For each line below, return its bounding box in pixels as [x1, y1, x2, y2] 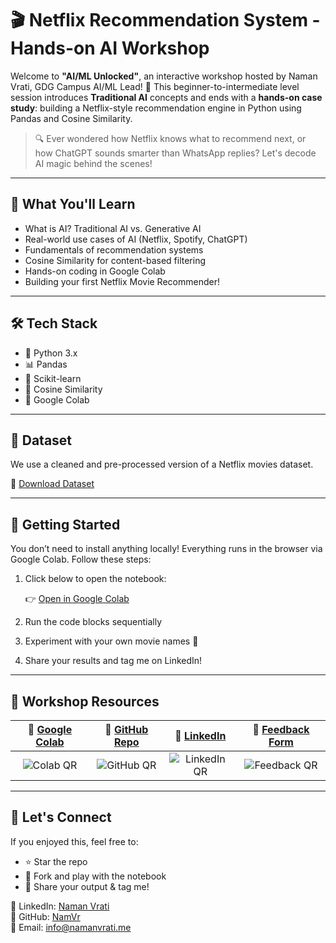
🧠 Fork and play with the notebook [24, 870, 167, 882]
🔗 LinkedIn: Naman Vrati [10, 900, 110, 912]
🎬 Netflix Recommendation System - [10, 9, 321, 32]
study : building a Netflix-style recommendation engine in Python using [10, 102, 302, 114]
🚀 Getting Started [10, 516, 121, 533]
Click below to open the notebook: [24, 573, 167, 585]
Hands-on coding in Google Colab [24, 265, 166, 277]
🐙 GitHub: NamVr [10, 910, 81, 922]
